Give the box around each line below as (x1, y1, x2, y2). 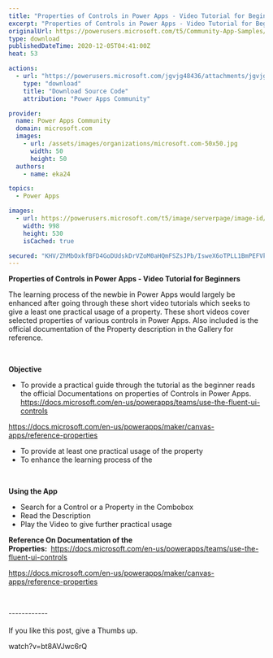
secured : (8, 251, 38, 260)
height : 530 (23, 229, 63, 237)
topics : (8, 185, 35, 193)
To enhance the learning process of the (19, 455, 153, 464)
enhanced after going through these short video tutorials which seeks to (8, 298, 250, 308)
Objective (8, 364, 42, 374)
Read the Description (19, 511, 91, 521)
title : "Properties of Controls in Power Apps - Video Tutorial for (8, 11, 245, 20)
